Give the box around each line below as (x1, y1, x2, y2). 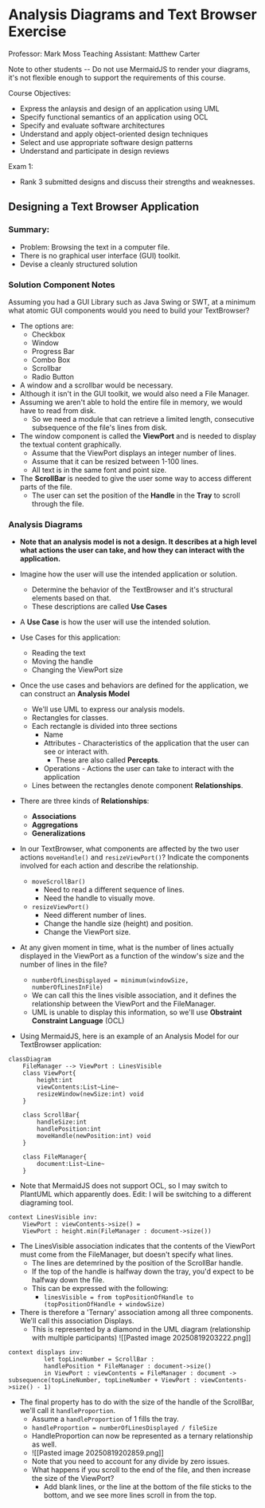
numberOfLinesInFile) (31, 983, 103, 992)
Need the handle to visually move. (43, 893, 155, 903)
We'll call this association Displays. (19, 1316, 134, 1325)
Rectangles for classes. (31, 713, 109, 723)
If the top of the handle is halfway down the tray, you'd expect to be (31, 1266, 255, 1277)
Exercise (8, 22, 67, 41)
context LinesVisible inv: (8, 1214, 98, 1222)
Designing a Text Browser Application (8, 200, 200, 214)
